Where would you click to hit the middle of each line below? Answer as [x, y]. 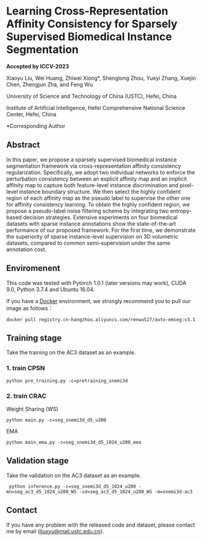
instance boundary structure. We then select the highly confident [100, 191]
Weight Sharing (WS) [32, 409]
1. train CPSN [26, 368]
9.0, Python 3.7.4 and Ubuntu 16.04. [51, 289]
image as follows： [30, 308]
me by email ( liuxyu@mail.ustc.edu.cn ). [55, 531]
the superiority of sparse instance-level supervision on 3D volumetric [93, 236]
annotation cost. [27, 249]
